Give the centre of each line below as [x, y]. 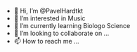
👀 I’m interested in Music [50, 18]
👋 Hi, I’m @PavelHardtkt [48, 11]
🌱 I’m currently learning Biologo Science [72, 26]
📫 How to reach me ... [46, 41]
